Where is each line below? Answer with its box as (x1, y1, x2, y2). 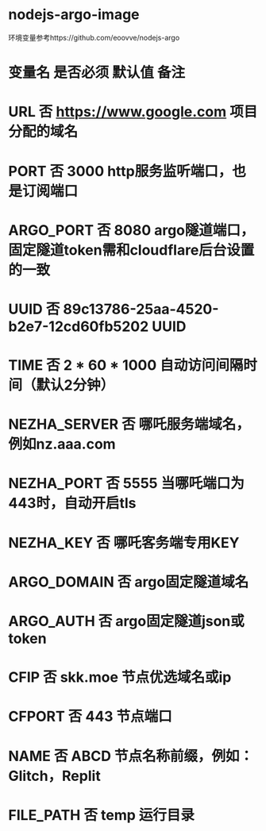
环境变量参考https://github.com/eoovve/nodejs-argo (8, 33, 180, 42)
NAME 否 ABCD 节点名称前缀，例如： (8, 747, 254, 765)
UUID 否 (8, 300, 60, 318)
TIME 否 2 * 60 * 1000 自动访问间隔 (8, 356, 244, 375)
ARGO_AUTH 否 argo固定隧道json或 (8, 613, 245, 630)
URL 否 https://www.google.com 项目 (8, 103, 258, 121)
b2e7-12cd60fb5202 (8, 317, 149, 335)
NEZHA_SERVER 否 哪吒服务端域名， (8, 415, 250, 433)
